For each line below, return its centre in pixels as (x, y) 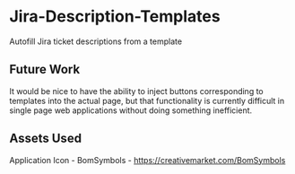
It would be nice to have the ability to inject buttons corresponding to (136, 91)
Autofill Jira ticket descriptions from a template (95, 41)
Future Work (45, 70)
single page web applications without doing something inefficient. (131, 110)
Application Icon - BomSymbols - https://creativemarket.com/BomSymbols (147, 160)
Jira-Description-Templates (115, 17)
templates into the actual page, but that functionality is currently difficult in (147, 100)
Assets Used (46, 139)
